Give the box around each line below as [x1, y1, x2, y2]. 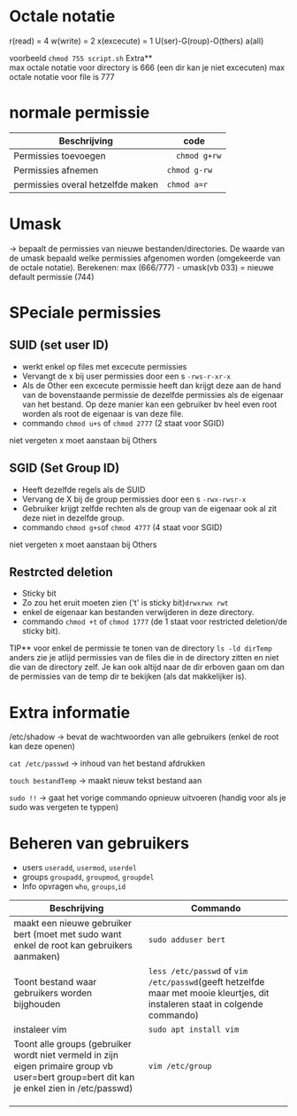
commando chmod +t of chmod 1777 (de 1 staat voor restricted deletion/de [21, 616, 287, 627]
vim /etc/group [148, 1061, 212, 1072]
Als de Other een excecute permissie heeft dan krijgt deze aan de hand [21, 379, 281, 391]
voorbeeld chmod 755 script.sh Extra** [9, 52, 153, 63]
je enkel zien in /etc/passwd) [13, 1082, 133, 1095]
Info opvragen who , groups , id [21, 881, 126, 892]
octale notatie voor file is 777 [9, 71, 115, 82]
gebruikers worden [13, 987, 93, 999]
